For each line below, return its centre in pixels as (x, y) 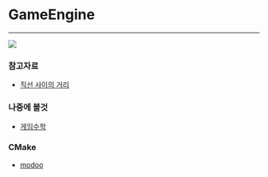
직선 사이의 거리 (44, 85)
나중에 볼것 (28, 108)
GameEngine (52, 15)
